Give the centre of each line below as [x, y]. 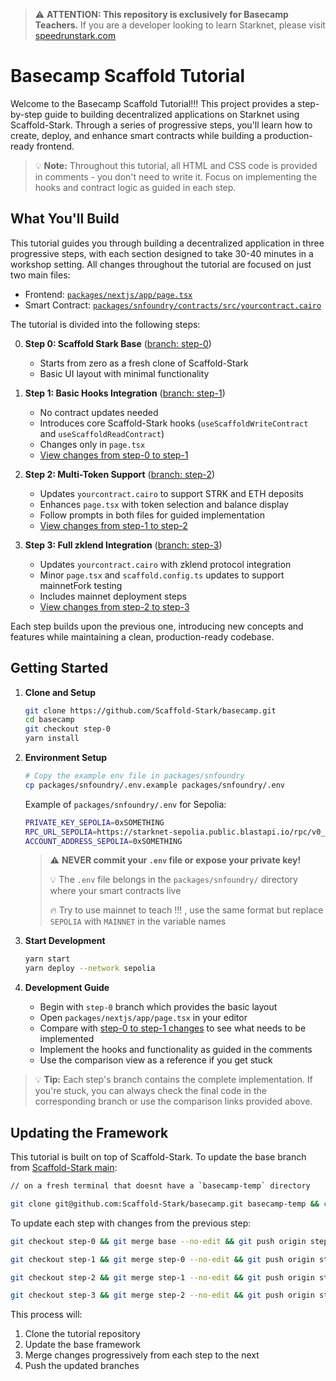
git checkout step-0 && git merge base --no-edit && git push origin [158, 1241]
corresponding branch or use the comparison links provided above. [173, 1101]
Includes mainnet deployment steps [113, 596]
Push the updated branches [82, 1366]
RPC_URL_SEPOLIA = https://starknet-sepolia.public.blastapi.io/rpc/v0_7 [177, 832]
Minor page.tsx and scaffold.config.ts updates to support [162, 575]
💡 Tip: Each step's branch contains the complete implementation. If [173, 1080]
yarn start [47, 959]
